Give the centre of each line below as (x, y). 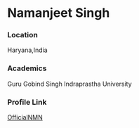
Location (23, 35)
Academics (27, 68)
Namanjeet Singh (59, 13)
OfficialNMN (25, 117)
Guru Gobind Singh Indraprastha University (69, 84)
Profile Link (27, 102)
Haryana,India (27, 50)
